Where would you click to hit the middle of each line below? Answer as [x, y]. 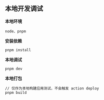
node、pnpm [16, 31]
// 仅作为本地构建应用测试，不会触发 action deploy [52, 88]
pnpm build [16, 93]
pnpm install [18, 50]
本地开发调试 [24, 9]
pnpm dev [14, 69]
